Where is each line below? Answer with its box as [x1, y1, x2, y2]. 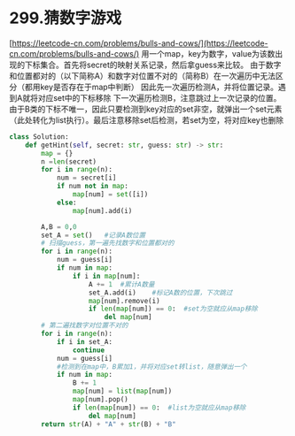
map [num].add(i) [72, 206, 133, 215]
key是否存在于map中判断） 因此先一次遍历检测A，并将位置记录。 [39, 81, 279, 92]
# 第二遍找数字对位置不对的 [41, 321, 128, 330]
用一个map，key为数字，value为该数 [141, 48, 276, 58]
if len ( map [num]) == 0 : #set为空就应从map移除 [88, 304, 259, 314]
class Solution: [9, 132, 69, 142]
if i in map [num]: [72, 272, 141, 280]
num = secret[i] [56, 173, 117, 182]
